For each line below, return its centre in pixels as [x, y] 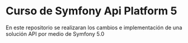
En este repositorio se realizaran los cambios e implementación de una [94, 27]
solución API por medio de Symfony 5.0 [55, 33]
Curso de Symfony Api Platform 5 [91, 11]
